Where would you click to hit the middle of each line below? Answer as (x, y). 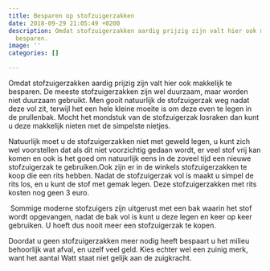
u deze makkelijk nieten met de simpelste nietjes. (90, 126)
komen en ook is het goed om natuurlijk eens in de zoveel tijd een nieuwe (130, 158)
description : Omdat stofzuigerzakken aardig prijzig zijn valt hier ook (133, 31)
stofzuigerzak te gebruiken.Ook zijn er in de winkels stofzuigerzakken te (128, 167)
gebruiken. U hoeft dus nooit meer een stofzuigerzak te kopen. (112, 225)
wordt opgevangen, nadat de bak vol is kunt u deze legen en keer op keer (131, 217)
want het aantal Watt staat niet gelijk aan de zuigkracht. (100, 258)
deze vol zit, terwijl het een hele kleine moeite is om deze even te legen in (130, 109)
